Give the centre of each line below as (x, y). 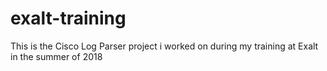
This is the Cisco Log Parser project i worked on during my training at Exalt (164, 46)
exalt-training (68, 18)
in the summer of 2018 (56, 56)
